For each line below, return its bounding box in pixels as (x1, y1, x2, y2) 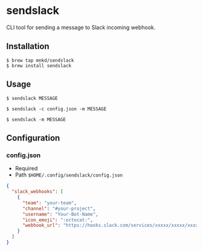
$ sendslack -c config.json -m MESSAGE (6, 105, 107, 112)
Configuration (6, 133, 60, 143)
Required (14, 165, 38, 172)
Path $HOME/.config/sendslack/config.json (14, 171, 123, 179)
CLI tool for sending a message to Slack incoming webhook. (6, 24, 156, 31)
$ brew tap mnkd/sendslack (6, 57, 74, 64)
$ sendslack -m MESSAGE (6, 116, 66, 122)
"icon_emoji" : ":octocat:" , (22, 216, 94, 223)
